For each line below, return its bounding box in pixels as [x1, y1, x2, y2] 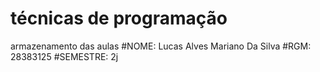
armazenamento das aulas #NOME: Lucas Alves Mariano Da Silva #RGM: [10, 40, 312, 52]
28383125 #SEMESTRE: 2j [10, 50, 119, 62]
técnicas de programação [10, 7, 228, 30]
